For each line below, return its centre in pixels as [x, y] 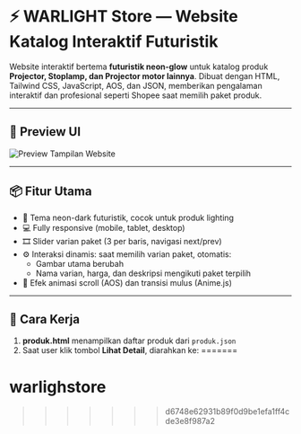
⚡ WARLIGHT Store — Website [124, 17]
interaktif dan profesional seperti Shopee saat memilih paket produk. [136, 95]
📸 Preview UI [45, 132]
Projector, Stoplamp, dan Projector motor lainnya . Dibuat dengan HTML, [145, 75]
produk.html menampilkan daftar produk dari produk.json [129, 341]
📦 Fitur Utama [51, 192]
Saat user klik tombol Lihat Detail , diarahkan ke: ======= [130, 350]
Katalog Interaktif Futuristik [114, 42]
